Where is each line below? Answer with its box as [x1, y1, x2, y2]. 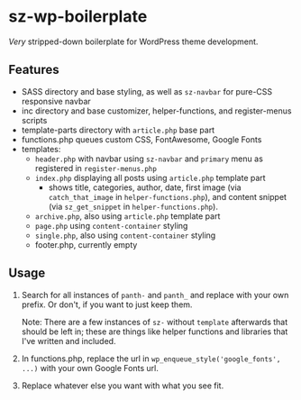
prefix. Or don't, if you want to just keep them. [21, 299, 193, 310]
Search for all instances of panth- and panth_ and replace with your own [21, 289, 289, 300]
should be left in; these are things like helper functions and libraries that [21, 326, 288, 337]
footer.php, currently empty [34, 239, 138, 250]
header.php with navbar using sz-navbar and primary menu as [34, 153, 263, 164]
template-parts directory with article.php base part [21, 124, 215, 135]
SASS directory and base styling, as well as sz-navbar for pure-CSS [21, 86, 273, 96]
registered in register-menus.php [34, 162, 157, 173]
